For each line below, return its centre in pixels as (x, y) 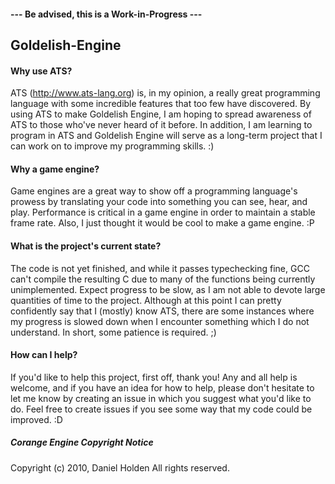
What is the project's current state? (86, 246)
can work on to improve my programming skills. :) (112, 146)
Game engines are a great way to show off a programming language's (154, 191)
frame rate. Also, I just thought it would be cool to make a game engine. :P (162, 223)
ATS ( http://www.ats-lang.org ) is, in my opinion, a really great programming (165, 93)
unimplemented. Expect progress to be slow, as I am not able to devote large (168, 289)
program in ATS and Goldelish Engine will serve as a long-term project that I (166, 136)
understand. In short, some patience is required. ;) (113, 332)
